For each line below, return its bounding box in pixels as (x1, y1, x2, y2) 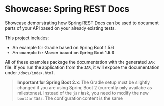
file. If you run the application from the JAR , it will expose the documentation (5, 64, 160, 70)
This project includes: (5, 35, 49, 41)
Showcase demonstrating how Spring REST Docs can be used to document (5, 20, 159, 26)
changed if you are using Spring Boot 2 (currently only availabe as (17, 84, 152, 90)
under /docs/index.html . (5, 69, 55, 75)
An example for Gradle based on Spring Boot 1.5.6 (12, 44, 115, 50)
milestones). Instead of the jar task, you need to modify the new (17, 90, 149, 96)
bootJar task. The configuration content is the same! (17, 95, 124, 101)
